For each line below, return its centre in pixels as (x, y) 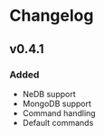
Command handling (59, 112)
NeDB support (49, 94)
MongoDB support (57, 103)
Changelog (52, 16)
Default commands (58, 122)
